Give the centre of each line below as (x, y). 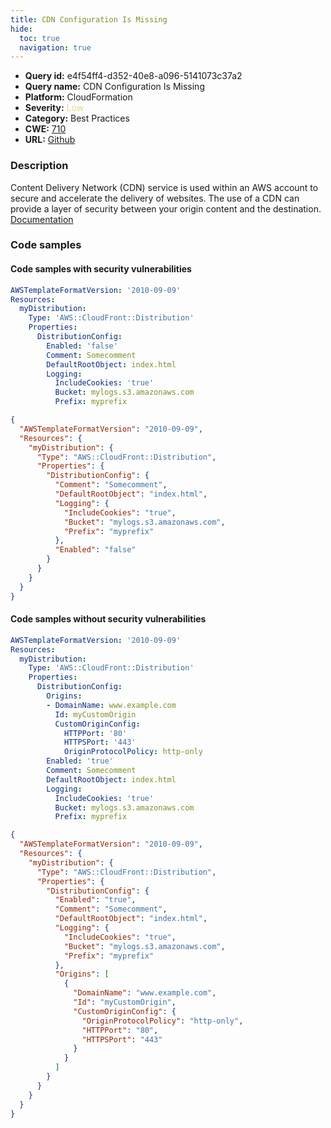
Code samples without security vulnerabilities (108, 619)
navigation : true (55, 47)
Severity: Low (54, 108)
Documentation (42, 219)
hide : (21, 29)
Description (39, 166)
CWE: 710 (45, 129)
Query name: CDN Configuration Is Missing (114, 87)
